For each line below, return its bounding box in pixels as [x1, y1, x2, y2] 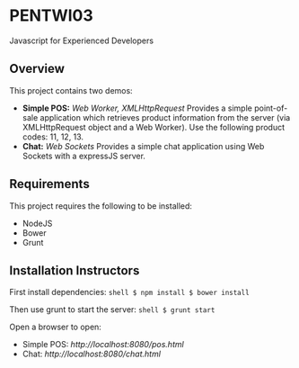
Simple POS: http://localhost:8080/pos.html [22, 339, 184, 350]
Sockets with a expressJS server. [22, 150, 146, 161]
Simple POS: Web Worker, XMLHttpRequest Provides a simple [22, 103, 253, 113]
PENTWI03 [9, 5, 94, 26]
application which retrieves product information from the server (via [40, 112, 291, 122]
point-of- [254, 103, 288, 113]
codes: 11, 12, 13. [22, 131, 84, 142]
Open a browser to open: [9, 321, 101, 333]
